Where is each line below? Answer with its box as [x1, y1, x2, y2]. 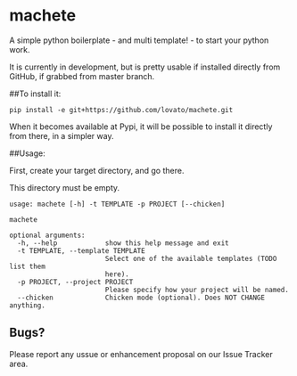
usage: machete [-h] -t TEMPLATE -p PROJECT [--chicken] [9, 200, 226, 208]
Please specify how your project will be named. [104, 285, 290, 294]
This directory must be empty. [9, 182, 120, 192]
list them [9, 262, 46, 271]
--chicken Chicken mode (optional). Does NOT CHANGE [17, 293, 266, 302]
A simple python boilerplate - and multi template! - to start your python [9, 35, 269, 45]
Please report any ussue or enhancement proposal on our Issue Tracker [9, 348, 274, 359]
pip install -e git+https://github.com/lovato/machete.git [9, 105, 234, 114]
